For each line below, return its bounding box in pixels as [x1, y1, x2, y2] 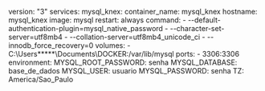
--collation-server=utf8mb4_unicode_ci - [69, 32, 206, 42]
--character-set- [169, 24, 225, 33]
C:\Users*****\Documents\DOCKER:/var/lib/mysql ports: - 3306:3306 [8, 49, 239, 58]
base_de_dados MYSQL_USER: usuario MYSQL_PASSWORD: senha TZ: [8, 66, 245, 75]
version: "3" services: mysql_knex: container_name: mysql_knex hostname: [8, 7, 258, 16]
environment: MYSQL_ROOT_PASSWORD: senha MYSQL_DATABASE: [8, 57, 238, 67]
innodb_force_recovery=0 [8, 41, 94, 50]
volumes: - [95, 41, 131, 50]
